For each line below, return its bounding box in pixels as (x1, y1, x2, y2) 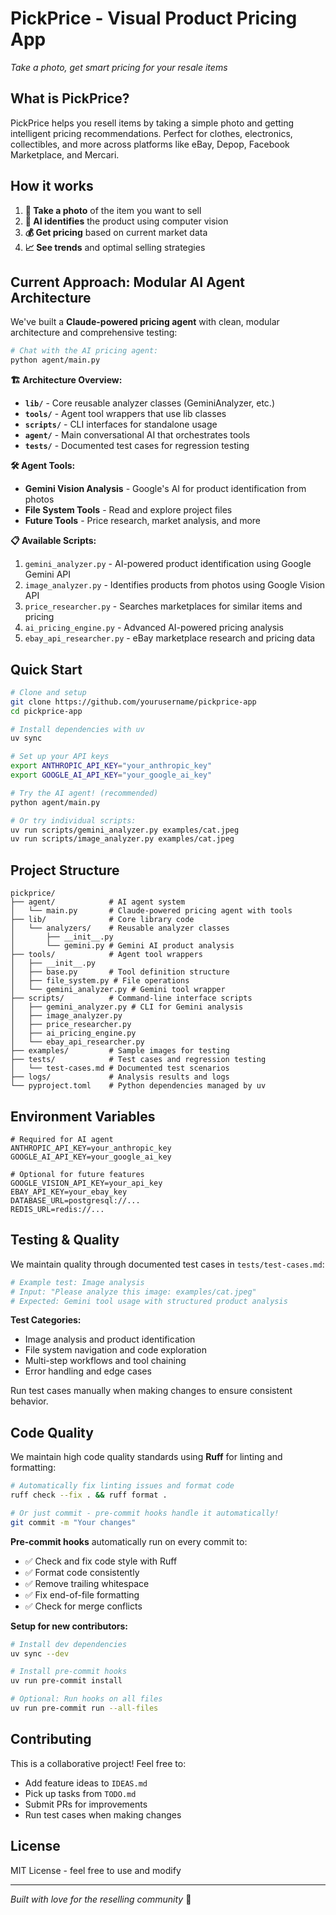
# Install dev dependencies (10, 1639, 128, 1649)
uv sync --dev (10, 1648, 70, 1659)
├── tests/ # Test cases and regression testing (10, 1055, 267, 1065)
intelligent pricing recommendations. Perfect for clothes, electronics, (10, 127, 293, 139)
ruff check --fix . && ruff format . (10, 1490, 168, 1501)
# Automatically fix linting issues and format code (10, 1481, 235, 1491)
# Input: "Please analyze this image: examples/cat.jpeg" (10, 1287, 257, 1297)
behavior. (10, 1395, 49, 1407)
